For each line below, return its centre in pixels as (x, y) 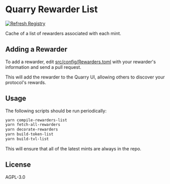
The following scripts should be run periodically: (56, 111)
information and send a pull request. (43, 67)
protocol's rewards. (26, 82)
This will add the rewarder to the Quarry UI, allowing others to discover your (85, 77)
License (18, 165)
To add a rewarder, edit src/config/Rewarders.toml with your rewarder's (81, 62)
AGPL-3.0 (15, 177)
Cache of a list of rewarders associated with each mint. (63, 33)
